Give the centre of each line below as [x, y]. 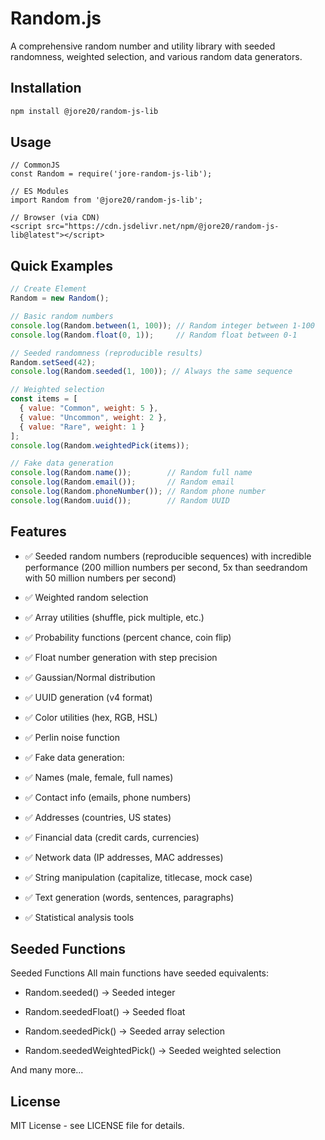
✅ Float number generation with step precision [121, 657]
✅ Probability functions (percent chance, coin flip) [128, 637]
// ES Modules [40, 192]
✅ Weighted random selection [86, 597]
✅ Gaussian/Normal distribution [90, 677]
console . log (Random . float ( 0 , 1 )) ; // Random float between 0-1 [154, 335]
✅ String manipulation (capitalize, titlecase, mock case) [138, 877]
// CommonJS [35, 165]
